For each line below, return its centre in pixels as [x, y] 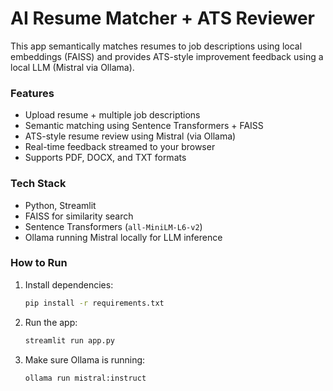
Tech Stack [38, 184]
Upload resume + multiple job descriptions [112, 115]
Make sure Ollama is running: [85, 359]
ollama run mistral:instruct [85, 378]
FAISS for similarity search [79, 216]
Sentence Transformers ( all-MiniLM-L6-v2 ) [113, 226]
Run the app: [51, 322]
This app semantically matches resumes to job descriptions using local [156, 46]
